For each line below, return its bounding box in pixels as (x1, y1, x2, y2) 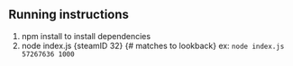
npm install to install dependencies (21, 30, 151, 41)
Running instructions (8, 7, 130, 22)
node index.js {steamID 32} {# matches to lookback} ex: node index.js (21, 40, 285, 51)
